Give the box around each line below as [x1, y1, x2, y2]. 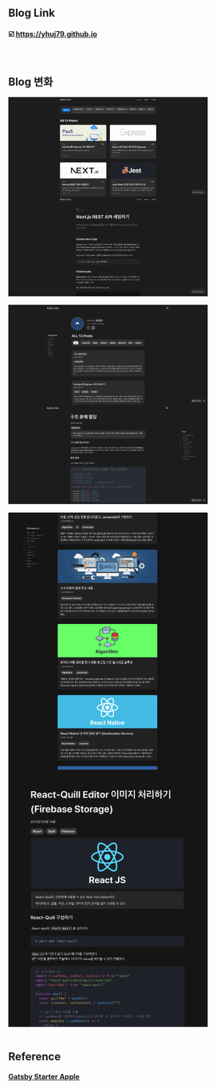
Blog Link [8, 6, 56, 20]
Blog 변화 [8, 75, 53, 89]
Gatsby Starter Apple [8, 1072, 80, 1082]
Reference [8, 1050, 61, 1063]
